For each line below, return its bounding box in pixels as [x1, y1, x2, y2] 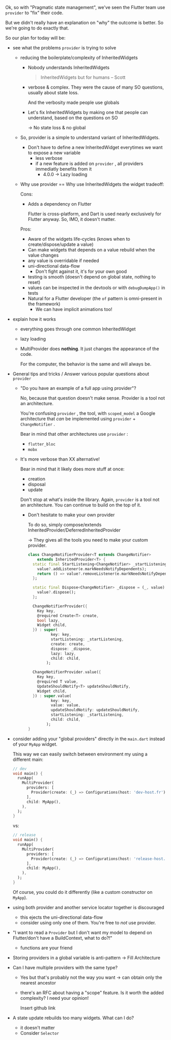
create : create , [50, 641, 85, 647]
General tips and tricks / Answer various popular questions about [12, 371, 149, 377]
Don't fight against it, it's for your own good [35, 268, 127, 274]
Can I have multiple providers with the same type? [12, 964, 118, 970]
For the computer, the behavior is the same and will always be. [20, 361, 152, 367]
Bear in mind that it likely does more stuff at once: [20, 466, 125, 472]
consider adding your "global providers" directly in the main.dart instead [12, 736, 165, 742]
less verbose [35, 155, 63, 161]
